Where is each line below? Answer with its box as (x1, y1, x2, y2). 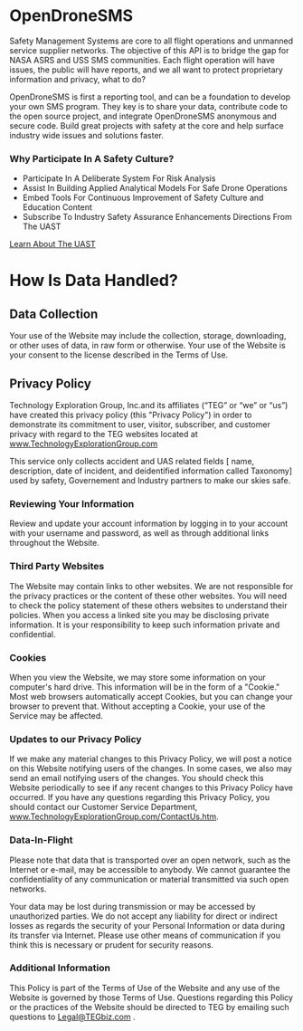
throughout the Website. (9, 538, 99, 549)
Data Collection (9, 306, 99, 321)
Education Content (22, 202, 92, 213)
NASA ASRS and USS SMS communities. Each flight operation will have (9, 54, 276, 65)
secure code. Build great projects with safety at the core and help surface (9, 119, 284, 131)
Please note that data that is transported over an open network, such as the (9, 854, 291, 865)
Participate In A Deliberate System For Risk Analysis (22, 173, 216, 184)
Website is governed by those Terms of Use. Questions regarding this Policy (9, 992, 294, 1003)
